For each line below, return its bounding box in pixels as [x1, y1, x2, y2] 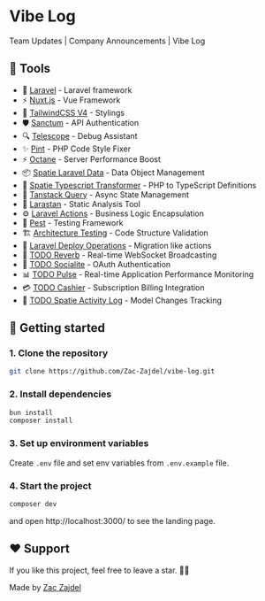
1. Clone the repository [9, 347, 109, 359]
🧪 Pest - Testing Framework [21, 217, 124, 227]
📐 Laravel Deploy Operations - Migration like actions [21, 240, 212, 250]
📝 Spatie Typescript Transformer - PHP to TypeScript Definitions [21, 180, 257, 190]
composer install [9, 416, 73, 426]
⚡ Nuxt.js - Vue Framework [21, 95, 121, 105]
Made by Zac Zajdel [9, 582, 82, 592]
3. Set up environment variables [9, 437, 149, 450]
